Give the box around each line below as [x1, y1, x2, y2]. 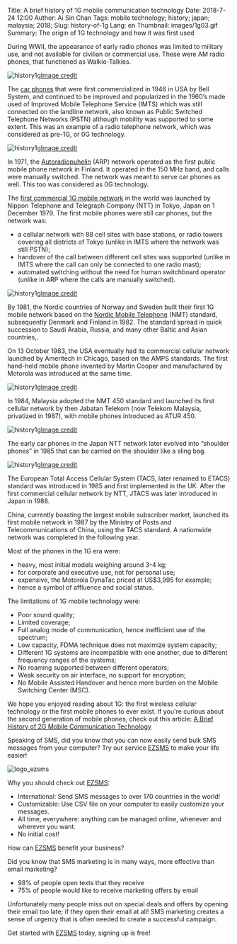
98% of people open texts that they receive [17, 879, 145, 887]
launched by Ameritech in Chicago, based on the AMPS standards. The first [7, 354, 229, 362]
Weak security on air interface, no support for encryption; [17, 671, 186, 679]
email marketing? [7, 865, 58, 873]
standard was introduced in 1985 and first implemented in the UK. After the [7, 482, 226, 490]
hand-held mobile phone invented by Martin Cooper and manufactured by [7, 361, 223, 370]
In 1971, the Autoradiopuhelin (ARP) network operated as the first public [7, 157, 216, 166]
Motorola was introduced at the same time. [7, 369, 132, 378]
